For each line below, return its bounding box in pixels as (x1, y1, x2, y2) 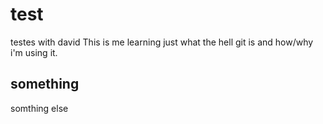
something (10, 76, 80, 93)
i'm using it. (10, 46, 58, 58)
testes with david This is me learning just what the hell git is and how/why (10, 36, 314, 48)
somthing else (10, 102, 69, 114)
